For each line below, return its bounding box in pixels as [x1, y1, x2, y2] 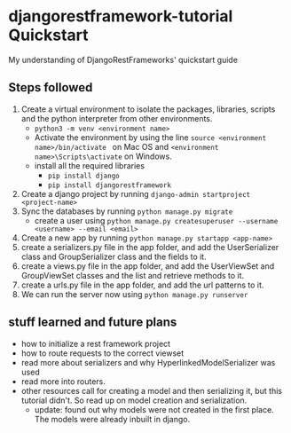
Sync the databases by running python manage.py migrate [20, 206, 233, 216]
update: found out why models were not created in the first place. [34, 404, 274, 414]
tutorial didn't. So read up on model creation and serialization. [20, 395, 248, 405]
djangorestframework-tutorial [8, 6, 233, 27]
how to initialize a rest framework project [20, 338, 170, 349]
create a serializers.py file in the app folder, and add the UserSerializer [20, 241, 279, 252]
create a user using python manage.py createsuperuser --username [34, 215, 279, 225]
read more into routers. [20, 375, 106, 387]
